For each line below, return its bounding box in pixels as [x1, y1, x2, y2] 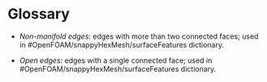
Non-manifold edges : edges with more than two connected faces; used [19, 31, 259, 41]
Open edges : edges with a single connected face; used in [19, 55, 213, 65]
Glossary [7, 5, 71, 23]
